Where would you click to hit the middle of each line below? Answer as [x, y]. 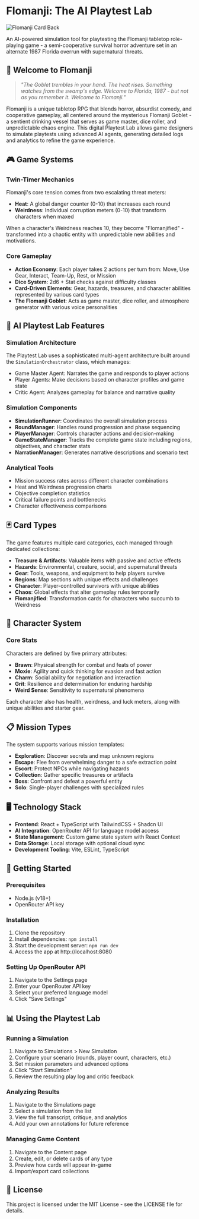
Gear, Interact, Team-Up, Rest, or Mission [65, 275]
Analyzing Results [33, 1092]
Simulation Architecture [41, 343]
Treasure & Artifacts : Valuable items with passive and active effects [98, 560]
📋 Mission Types [39, 727]
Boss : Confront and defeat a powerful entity [68, 781]
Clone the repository [40, 933]
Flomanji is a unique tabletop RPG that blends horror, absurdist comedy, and [99, 109]
